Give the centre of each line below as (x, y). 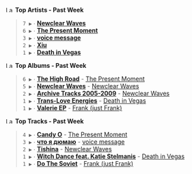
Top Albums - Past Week (51, 65)
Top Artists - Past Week (49, 10)
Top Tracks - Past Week (49, 121)
